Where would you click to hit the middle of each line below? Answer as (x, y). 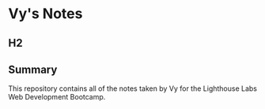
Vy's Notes (45, 14)
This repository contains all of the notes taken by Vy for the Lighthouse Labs (133, 88)
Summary (33, 69)
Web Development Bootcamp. (57, 97)
